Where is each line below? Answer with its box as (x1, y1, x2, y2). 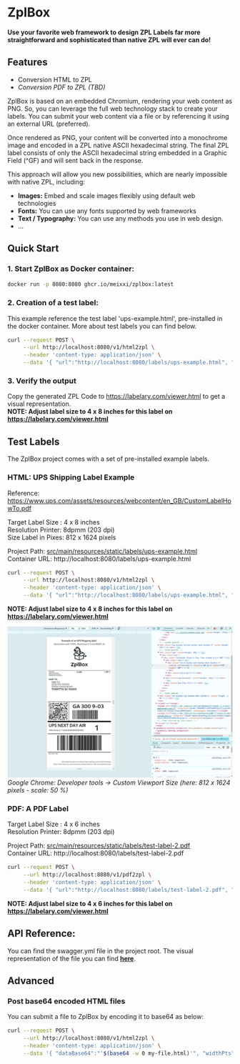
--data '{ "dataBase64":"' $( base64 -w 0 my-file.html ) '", (23, 1050, 200, 1058)
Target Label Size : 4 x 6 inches (7, 820, 100, 829)
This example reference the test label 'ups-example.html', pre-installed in (7, 314, 223, 322)
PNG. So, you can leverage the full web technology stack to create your (7, 104, 218, 113)
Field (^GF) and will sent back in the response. (7, 156, 144, 164)
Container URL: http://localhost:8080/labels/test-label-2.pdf (7, 849, 184, 857)
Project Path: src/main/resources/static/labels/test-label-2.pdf (7, 841, 191, 850)
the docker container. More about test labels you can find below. (7, 322, 197, 330)
